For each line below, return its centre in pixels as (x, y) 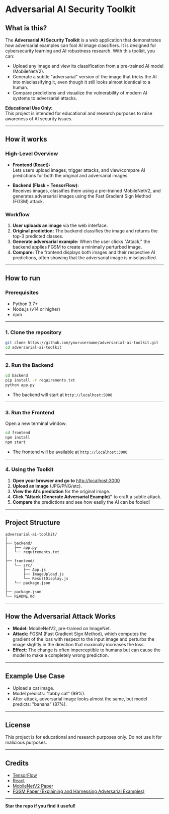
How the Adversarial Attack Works (60, 617)
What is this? (26, 28)
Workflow (18, 214)
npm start (16, 442)
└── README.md (20, 596)
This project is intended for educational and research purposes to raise (79, 113)
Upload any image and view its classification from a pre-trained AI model (88, 66)
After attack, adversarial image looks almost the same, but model (80, 699)
